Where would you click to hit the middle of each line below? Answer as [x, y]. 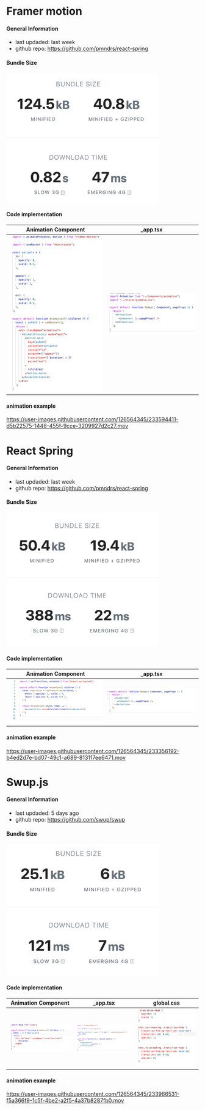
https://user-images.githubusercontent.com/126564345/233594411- [92, 419]
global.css [166, 1003]
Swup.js [27, 782]
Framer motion [44, 11]
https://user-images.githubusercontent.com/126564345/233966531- [93, 1094]
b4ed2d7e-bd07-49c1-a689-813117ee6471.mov [66, 757]
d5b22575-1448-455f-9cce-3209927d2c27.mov [67, 426]
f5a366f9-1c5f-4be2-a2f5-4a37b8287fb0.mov [65, 1101]
